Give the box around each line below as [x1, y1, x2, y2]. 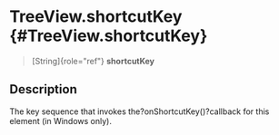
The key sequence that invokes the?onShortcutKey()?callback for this [9, 106, 270, 117]
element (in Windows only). [9, 115, 112, 126]
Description [9, 82, 77, 97]
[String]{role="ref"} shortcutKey [31, 55, 155, 66]
